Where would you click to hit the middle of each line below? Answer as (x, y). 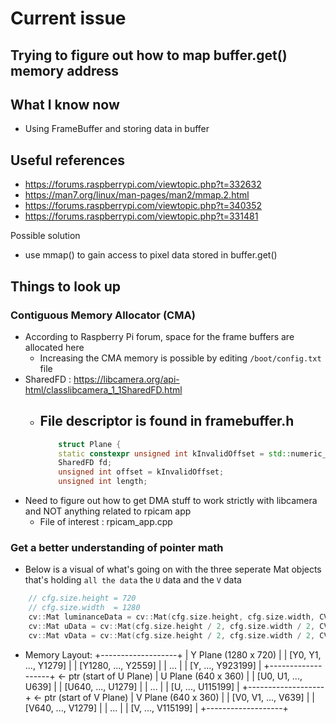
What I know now (65, 104)
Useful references (67, 160)
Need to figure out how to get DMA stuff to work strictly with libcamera (171, 501)
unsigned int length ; (103, 482)
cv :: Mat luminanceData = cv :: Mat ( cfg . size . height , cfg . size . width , (171, 617)
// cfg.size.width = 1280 (84, 608)
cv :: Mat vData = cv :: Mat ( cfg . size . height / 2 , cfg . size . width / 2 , (172, 635)
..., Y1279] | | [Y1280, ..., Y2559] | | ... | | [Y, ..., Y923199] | (143, 665)
